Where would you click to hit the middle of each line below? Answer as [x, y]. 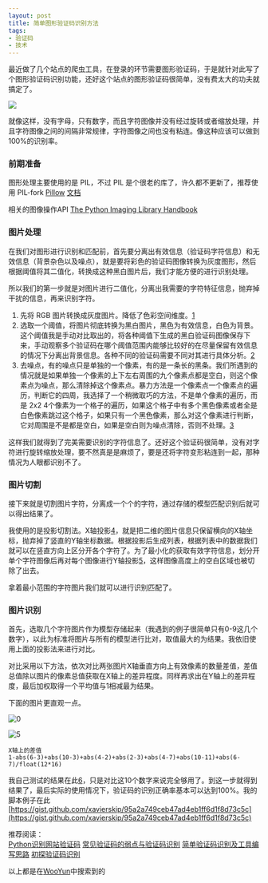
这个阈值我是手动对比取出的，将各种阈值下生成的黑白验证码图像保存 [132, 335]
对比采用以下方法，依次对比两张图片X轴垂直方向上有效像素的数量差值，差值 [133, 666]
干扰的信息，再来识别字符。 [54, 298]
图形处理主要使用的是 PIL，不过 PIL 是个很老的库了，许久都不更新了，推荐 [130, 183]
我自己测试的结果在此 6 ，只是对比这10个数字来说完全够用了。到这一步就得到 [133, 781]
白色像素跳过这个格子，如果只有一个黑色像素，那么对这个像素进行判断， [138, 415]
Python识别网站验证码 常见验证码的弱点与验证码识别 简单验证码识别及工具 [130, 845]
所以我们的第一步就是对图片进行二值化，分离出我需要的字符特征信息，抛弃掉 [134, 288]
